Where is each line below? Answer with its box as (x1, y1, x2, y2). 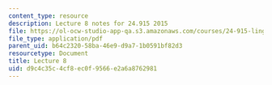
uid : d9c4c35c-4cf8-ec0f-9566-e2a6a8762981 (8, 65, 158, 73)
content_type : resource (8, 11, 89, 20)
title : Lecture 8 (8, 57, 67, 66)
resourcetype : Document (8, 49, 89, 57)
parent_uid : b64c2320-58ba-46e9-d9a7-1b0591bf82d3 (8, 42, 183, 50)
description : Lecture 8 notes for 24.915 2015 (8, 19, 168, 28)
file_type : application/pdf (8, 34, 104, 43)
